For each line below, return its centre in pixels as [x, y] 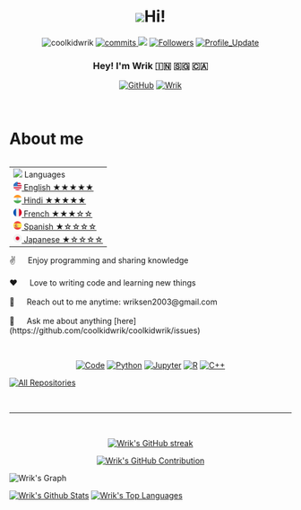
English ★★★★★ [59, 188]
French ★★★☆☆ [58, 214]
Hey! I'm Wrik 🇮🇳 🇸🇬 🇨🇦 [150, 66]
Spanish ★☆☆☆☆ [60, 226]
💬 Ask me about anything [60, 321]
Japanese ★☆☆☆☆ [64, 240]
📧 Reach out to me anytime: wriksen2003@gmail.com [113, 302]
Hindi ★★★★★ [55, 200]
